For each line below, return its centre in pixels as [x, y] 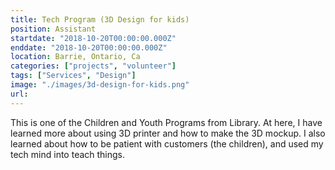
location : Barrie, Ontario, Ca [75, 57]
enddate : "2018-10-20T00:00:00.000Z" [89, 47]
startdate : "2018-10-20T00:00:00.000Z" [93, 38]
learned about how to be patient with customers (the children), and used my [167, 143]
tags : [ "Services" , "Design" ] [73, 76]
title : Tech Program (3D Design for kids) [100, 19]
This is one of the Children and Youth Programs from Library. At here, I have [166, 122]
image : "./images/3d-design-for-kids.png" [100, 85]
